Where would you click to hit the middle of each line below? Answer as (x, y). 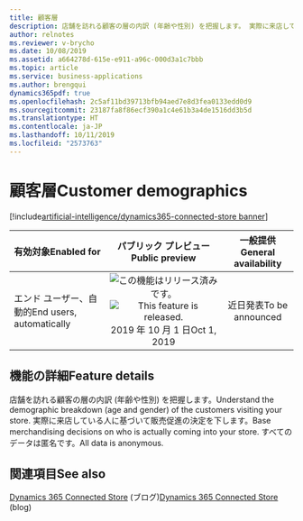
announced (258, 316)
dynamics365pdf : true (50, 93)
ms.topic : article (44, 69)
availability (258, 263)
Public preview (163, 258)
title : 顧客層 (34, 18)
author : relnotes (42, 34)
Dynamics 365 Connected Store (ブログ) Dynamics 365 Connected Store (144, 498)
